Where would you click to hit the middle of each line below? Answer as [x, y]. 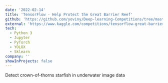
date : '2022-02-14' [25, 10]
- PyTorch [20, 42]
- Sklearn [20, 51]
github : [13, 19]
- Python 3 [21, 33]
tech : [11, 28]
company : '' [17, 56]
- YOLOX [18, 47]
